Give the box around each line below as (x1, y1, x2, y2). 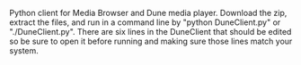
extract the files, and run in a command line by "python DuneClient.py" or (9, 17, 281, 28)
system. (9, 45, 39, 56)
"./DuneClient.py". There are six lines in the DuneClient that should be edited (9, 27, 292, 37)
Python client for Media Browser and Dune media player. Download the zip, (9, 8, 288, 18)
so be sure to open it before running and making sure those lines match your (9, 36, 293, 46)
